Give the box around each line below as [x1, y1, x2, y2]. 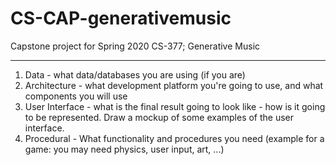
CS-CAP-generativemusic [10, 7, 232, 30]
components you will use [24, 90, 128, 102]
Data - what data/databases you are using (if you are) [24, 68, 246, 81]
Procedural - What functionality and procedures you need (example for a [24, 132, 325, 144]
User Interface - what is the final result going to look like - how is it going [24, 100, 326, 112]
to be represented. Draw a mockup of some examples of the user [24, 111, 295, 123]
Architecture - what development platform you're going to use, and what [24, 79, 324, 91]
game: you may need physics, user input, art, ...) [24, 143, 225, 155]
